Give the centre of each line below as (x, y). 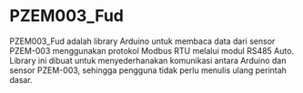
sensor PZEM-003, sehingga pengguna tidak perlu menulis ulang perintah (148, 70)
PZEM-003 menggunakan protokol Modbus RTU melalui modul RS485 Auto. (151, 50)
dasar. (21, 79)
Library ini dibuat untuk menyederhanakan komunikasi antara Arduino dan (148, 60)
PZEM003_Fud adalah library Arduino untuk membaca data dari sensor (142, 41)
